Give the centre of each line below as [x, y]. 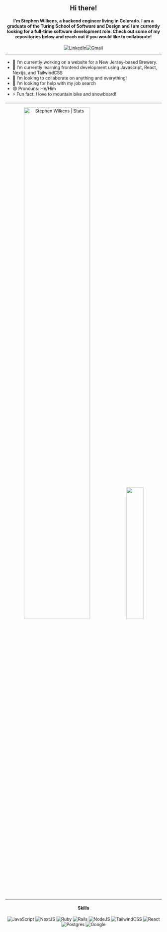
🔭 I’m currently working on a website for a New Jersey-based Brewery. [85, 62]
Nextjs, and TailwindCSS [38, 73]
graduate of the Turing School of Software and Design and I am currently [83, 26]
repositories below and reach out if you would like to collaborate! [83, 36]
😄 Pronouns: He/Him [34, 88]
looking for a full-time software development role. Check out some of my [83, 31]
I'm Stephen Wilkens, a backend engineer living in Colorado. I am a [83, 21]
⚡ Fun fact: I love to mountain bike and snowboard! [64, 94]
